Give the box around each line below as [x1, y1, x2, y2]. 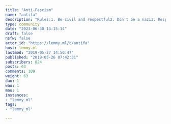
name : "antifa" [5, 12, 38, 17]
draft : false [5, 31, 33, 36]
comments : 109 [5, 69, 36, 74]
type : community [5, 21, 40, 27]
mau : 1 [5, 87, 19, 93]
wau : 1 [5, 83, 19, 88]
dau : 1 [5, 78, 19, 83]
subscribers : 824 [5, 59, 42, 65]
